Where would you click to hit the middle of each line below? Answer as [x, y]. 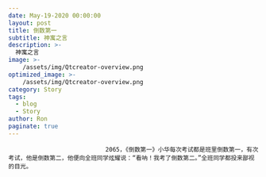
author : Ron [28, 119]
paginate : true [33, 126]
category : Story [35, 89]
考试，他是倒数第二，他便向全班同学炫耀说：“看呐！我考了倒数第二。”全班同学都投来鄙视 [131, 158]
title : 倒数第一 [33, 30]
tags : [17, 97]
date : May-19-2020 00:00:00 [55, 15]
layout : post [30, 23]
